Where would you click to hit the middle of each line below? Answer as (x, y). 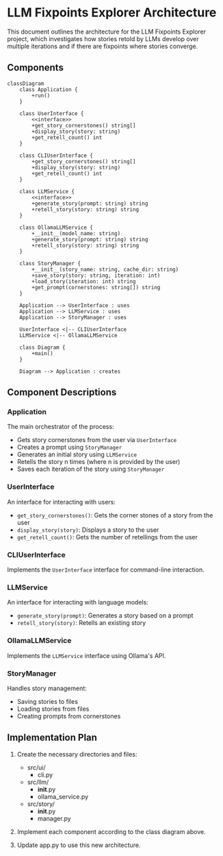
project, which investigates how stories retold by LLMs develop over (103, 38)
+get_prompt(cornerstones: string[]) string (96, 287)
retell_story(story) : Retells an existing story (81, 623)
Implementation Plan (52, 738)
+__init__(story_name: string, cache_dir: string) (105, 269)
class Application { (49, 89)
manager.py (54, 818)
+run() (41, 95)
